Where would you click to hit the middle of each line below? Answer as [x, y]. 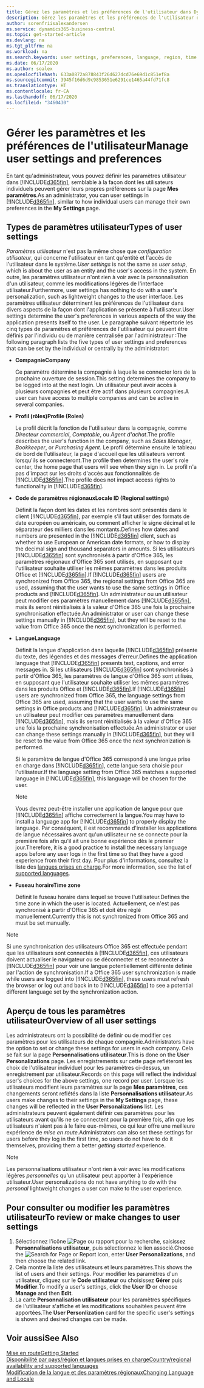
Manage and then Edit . [44, 1293]
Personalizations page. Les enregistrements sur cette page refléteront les [99, 1061]
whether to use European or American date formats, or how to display [102, 543]
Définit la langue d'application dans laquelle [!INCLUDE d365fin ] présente [106, 650]
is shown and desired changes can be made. [71, 1319]
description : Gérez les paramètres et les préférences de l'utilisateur [100, 18]
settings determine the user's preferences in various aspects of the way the [101, 316]
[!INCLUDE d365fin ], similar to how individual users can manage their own [98, 201]
